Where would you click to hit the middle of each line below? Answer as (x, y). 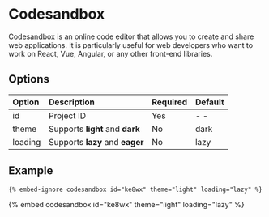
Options (29, 79)
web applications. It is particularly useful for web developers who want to (131, 45)
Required (169, 102)
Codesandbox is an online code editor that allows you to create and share (131, 36)
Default (209, 102)
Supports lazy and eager (96, 142)
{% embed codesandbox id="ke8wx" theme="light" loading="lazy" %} (126, 204)
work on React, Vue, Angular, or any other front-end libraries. (111, 53)
